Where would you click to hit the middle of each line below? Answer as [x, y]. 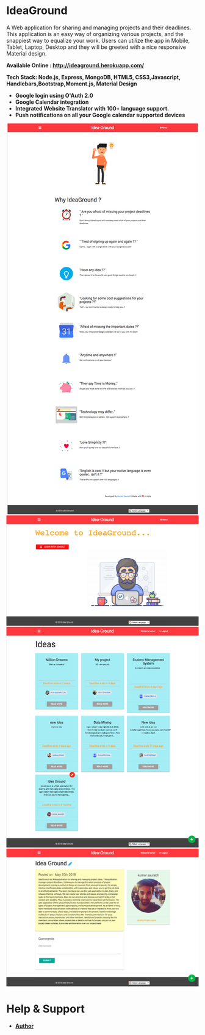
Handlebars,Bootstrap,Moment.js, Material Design [72, 84]
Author [24, 1026]
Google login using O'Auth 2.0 [54, 95]
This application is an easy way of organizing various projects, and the [95, 34]
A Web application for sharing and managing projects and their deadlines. [99, 27]
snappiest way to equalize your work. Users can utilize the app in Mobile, [98, 40]
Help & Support [46, 1009]
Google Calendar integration [52, 102]
